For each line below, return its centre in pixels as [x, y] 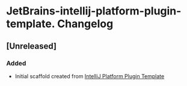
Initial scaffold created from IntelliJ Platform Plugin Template [90, 76]
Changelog [85, 24]
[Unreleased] [32, 46]
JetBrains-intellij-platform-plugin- [94, 11]
